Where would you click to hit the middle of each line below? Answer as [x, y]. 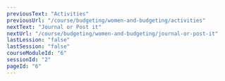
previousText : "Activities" [48, 14]
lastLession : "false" [38, 40]
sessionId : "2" [29, 60]
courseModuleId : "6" [37, 54]
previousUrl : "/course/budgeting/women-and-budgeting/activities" [106, 20]
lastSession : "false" [38, 46]
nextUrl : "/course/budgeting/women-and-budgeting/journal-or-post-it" [112, 33]
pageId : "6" [24, 66]
